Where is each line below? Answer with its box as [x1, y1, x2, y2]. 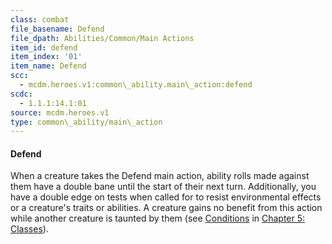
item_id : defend [10, 42, 78, 53]
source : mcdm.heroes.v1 [10, 107, 110, 118]
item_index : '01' [10, 52, 83, 62]
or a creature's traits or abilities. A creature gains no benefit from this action [10, 202, 323, 214]
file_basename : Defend [10, 24, 105, 34]
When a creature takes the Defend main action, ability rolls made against [10, 170, 310, 182]
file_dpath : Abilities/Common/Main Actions [10, 33, 195, 43]
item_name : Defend [10, 61, 87, 71]
